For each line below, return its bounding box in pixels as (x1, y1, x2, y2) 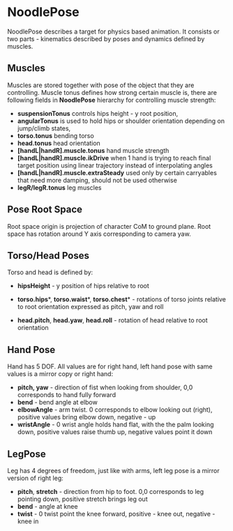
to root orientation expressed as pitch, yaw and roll (17, 303, 164, 311)
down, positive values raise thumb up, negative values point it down (17, 428, 213, 436)
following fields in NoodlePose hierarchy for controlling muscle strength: (7, 96, 216, 104)
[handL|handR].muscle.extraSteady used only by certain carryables (17, 168, 218, 177)
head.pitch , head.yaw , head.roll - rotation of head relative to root (17, 316, 208, 324)
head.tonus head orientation (17, 139, 101, 147)
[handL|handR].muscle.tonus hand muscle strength (17, 146, 170, 154)
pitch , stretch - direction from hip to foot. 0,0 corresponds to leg (17, 488, 204, 495)
